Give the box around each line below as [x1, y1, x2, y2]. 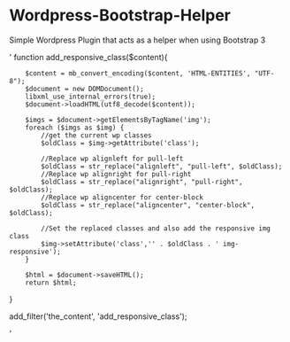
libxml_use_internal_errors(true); [25, 92, 156, 101]
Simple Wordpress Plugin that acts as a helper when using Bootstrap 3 [9, 35, 266, 45]
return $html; [25, 278, 77, 287]
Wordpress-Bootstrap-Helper [9, 5, 232, 26]
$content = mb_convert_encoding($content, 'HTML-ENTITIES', [25, 68, 251, 78]
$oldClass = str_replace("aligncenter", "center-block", [41, 200, 255, 209]
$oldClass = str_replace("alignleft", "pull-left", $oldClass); [41, 161, 283, 171]
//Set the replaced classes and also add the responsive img [41, 223, 271, 233]
